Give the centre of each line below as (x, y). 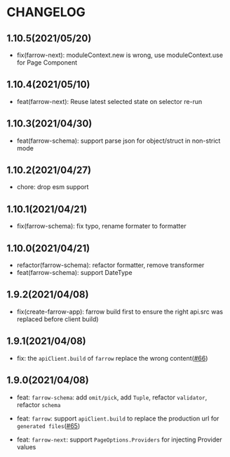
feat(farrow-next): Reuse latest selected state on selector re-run (109, 101)
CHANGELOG (46, 12)
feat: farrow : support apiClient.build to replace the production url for (118, 418)
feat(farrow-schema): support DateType (74, 273)
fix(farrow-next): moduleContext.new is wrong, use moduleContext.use (120, 55)
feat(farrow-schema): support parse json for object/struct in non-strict (119, 141)
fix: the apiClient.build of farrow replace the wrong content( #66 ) (112, 358)
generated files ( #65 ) (48, 425)
